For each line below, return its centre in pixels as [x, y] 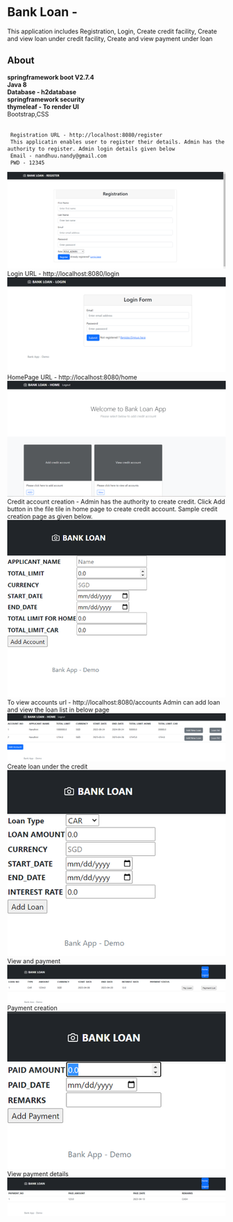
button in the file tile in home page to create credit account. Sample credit [112, 509]
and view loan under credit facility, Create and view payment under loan [110, 38]
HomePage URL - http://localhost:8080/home [72, 377]
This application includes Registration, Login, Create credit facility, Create [112, 31]
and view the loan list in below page [58, 710]
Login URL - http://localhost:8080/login [63, 273]
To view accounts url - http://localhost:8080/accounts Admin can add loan [114, 703]
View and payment [34, 961]
